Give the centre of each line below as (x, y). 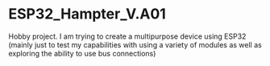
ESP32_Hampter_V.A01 (87, 14)
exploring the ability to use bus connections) (82, 53)
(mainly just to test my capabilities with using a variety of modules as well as (135, 44)
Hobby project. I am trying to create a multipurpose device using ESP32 (127, 36)
